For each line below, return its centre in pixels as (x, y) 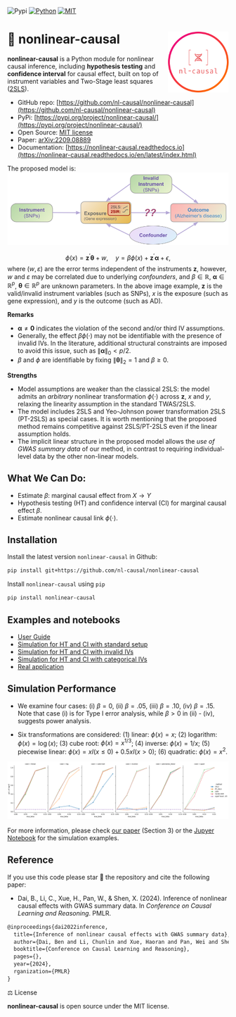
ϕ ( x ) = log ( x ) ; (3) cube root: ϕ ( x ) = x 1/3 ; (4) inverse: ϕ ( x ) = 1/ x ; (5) (114, 742)
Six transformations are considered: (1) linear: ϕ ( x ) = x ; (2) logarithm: (117, 734)
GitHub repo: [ (38, 102)
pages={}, (28, 957)
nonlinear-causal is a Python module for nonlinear (81, 58)
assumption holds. (44, 434)
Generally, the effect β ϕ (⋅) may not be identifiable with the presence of (120, 336)
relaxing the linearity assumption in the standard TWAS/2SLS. (106, 404)
